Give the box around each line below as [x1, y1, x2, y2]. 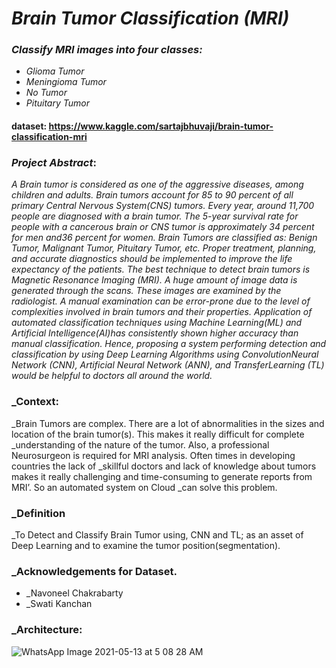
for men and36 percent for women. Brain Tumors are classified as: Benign [11, 232, 318, 244]
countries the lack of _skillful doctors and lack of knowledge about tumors [11, 460, 317, 472]
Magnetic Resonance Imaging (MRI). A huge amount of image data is [11, 274, 298, 286]
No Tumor [25, 87, 68, 99]
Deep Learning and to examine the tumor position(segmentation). [11, 539, 281, 551]
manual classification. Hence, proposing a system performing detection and [11, 338, 327, 350]
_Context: [11, 395, 59, 409]
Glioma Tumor [25, 65, 85, 77]
